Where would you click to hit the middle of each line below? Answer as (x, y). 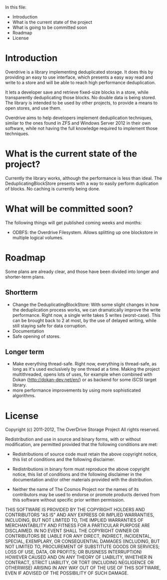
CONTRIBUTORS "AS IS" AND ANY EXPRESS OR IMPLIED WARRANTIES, (80, 515)
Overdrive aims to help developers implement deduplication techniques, (79, 118)
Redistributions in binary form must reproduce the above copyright (81, 469)
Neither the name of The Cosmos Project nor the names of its (76, 489)
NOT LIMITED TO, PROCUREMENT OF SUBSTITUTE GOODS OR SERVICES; (83, 547)
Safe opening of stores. (36, 336)
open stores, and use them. (33, 108)
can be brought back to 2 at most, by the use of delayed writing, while (84, 320)
